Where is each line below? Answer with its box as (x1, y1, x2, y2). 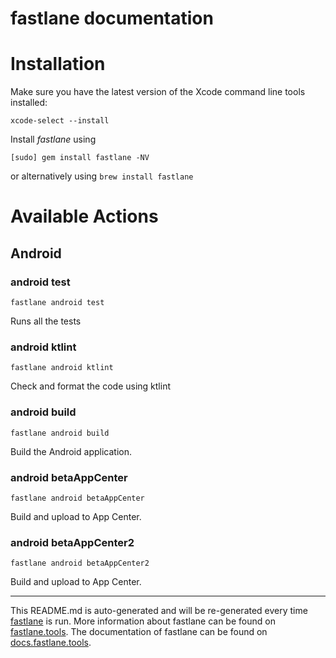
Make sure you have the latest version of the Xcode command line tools (10, 86, 306, 98)
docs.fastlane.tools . (10, 637, 92, 649)
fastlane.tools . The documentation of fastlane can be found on (10, 626, 268, 638)
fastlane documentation (10, 7, 214, 30)
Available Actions (10, 205, 159, 228)
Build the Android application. (10, 445, 132, 457)
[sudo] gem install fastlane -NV (10, 153, 150, 163)
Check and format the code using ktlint (10, 380, 171, 392)
